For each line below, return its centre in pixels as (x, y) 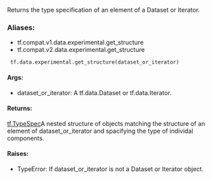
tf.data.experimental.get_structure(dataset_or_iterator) (95, 62)
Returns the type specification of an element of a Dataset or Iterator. (104, 10)
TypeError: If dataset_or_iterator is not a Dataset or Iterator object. (110, 169)
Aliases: (21, 27)
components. (26, 138)
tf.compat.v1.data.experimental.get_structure (80, 42)
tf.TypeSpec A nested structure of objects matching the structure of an (106, 123)
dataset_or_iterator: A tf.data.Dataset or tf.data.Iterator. (94, 92)
